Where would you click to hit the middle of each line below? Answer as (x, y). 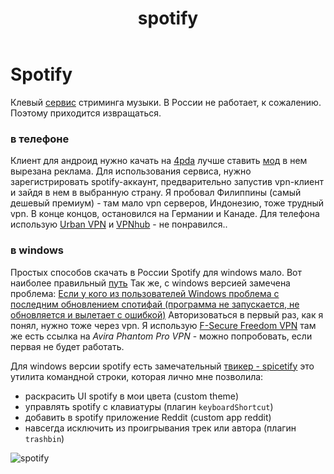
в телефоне (40, 139)
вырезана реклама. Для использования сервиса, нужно (131, 171)
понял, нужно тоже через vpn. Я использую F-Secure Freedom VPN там (163, 325)
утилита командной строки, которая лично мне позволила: (137, 376)
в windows (37, 250)
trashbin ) (44, 438)
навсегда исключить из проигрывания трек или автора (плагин (160, 428)
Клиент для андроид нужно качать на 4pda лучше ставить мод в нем (159, 161)
